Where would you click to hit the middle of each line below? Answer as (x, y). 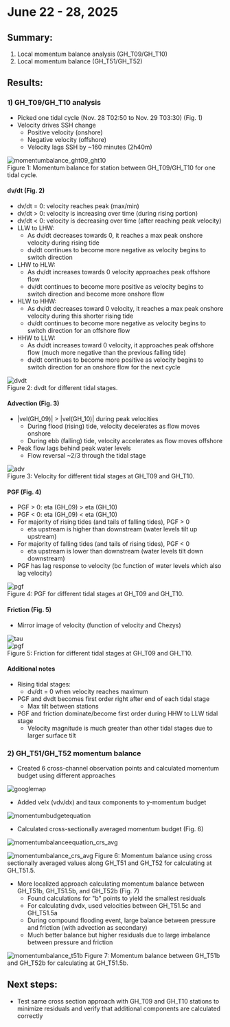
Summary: (30, 38)
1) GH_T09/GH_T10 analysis (54, 103)
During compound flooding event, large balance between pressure (122, 920)
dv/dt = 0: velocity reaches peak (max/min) (78, 206)
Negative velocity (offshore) (67, 139)
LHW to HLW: (36, 264)
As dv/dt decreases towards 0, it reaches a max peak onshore (115, 235)
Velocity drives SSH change (56, 125)
